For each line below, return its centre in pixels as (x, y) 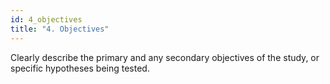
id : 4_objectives (46, 19)
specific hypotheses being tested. (80, 68)
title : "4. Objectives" (60, 29)
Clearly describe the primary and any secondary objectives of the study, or (165, 57)
